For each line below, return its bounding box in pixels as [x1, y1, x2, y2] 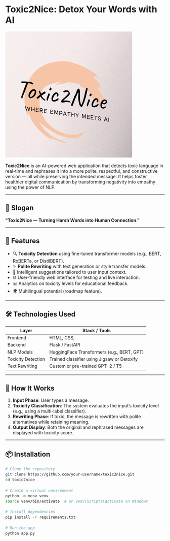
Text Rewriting [7, 363, 37, 369]
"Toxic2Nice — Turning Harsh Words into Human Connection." [5, 217, 140, 223]
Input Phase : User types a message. [12, 397, 90, 403]
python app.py [5, 531, 35, 536]
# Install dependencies [5, 510, 56, 515]
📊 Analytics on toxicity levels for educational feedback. [12, 280, 129, 287]
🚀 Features [5, 237, 40, 245]
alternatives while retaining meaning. [12, 419, 90, 425]
